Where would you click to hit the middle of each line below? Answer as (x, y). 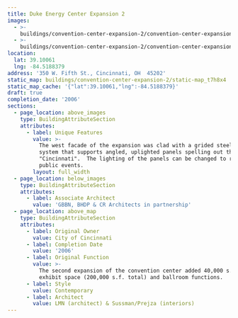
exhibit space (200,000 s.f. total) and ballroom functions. (131, 277)
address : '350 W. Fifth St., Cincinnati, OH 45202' (87, 73)
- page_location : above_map (55, 212)
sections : (22, 106)
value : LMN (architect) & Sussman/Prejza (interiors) (114, 304)
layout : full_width (62, 172)
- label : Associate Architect (70, 198)
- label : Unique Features (64, 132)
